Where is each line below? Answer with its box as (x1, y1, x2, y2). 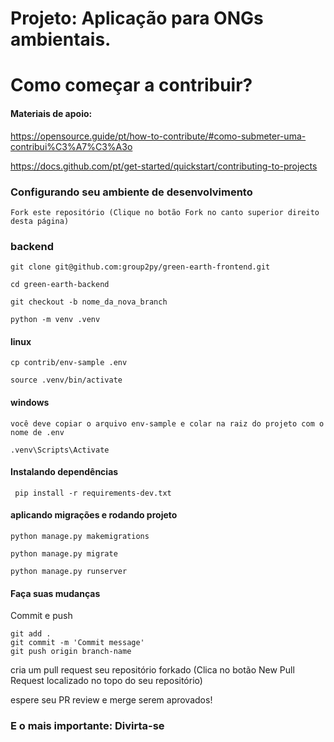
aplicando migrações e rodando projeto (10, 509, 178, 521)
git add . (10, 629, 52, 639)
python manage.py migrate (10, 548, 118, 559)
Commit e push (10, 610, 73, 622)
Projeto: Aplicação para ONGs (10, 7, 264, 30)
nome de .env (10, 427, 65, 437)
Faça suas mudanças (10, 587, 101, 599)
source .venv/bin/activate (10, 375, 123, 386)
